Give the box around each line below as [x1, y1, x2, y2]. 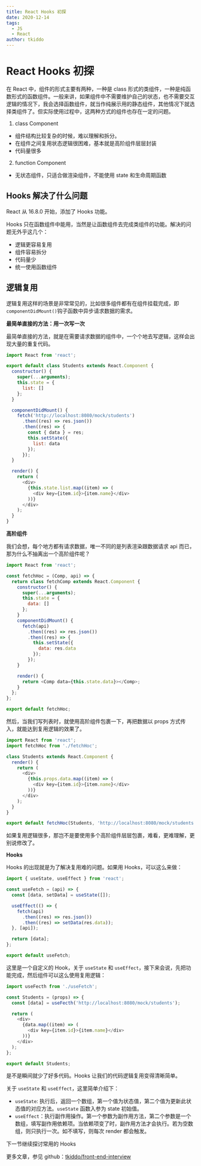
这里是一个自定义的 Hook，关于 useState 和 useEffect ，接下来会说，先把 [6, 964, 187, 971]
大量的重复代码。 [11, 340, 54, 347]
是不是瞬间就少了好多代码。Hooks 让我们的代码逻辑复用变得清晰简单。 [6, 1072, 181, 1080]
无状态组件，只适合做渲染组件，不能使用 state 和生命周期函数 [14, 172, 167, 179]
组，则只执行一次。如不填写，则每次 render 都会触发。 [14, 1128, 150, 1135]
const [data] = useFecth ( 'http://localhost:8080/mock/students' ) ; [11, 1000, 181, 1006]
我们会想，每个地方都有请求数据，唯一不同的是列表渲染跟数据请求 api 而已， [6, 543, 195, 550]
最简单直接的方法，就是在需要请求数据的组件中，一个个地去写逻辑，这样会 [6, 332, 190, 339]
